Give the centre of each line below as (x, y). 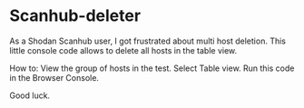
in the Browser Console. (54, 77)
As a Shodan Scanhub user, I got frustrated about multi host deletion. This (147, 41)
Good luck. (30, 95)
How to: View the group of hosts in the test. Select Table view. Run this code (152, 68)
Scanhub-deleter (75, 16)
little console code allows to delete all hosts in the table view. (123, 50)
